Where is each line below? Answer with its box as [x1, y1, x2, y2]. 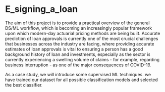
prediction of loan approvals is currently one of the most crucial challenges [5, 36, 159, 42]
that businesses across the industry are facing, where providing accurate [5, 41, 155, 46]
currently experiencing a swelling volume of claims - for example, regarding [5, 56, 160, 62]
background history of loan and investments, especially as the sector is [5, 51, 151, 57]
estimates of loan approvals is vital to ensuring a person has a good [5, 46, 143, 52]
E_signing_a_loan [5, 3, 78, 15]
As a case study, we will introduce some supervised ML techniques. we [5, 71, 151, 77]
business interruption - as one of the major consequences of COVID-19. [5, 62, 152, 68]
